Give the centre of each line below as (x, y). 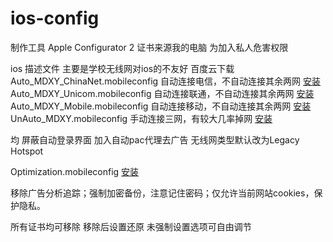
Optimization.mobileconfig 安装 (75, 171)
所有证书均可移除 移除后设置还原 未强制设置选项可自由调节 (131, 226)
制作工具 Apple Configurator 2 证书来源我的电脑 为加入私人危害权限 (149, 47)
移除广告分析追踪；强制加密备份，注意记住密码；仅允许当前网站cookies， (162, 193)
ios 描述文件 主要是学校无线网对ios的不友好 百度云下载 (122, 68)
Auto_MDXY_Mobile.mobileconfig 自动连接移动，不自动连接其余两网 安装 (161, 106)
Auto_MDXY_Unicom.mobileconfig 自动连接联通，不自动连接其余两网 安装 (162, 93)
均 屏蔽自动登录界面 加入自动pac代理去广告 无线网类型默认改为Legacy (155, 139)
